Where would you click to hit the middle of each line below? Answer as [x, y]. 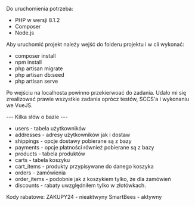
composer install [35, 56]
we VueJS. [19, 105]
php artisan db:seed [39, 75]
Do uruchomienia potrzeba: [40, 9]
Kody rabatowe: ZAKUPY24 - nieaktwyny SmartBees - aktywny [84, 197]
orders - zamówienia [40, 173]
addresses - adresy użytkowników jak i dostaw [72, 135]
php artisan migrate [39, 68]
